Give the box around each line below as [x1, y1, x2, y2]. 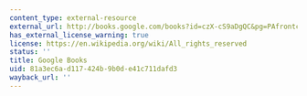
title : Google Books [9, 56, 89, 65]
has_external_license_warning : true [9, 30, 149, 39]
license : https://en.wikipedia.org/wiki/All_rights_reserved [9, 38, 248, 48]
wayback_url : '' [9, 73, 71, 82]
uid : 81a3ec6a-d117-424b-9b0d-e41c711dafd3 [9, 65, 178, 74]
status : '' [9, 48, 51, 57]
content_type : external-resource [9, 13, 137, 23]
